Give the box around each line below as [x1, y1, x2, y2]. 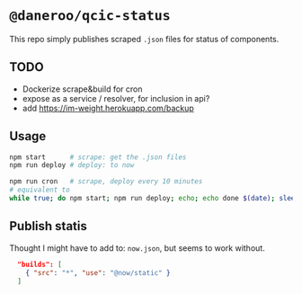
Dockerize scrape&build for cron [22, 84, 143, 94]
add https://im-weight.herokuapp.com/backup [22, 102, 195, 113]
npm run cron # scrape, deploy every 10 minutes [9, 177, 203, 186]
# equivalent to [9, 185, 70, 195]
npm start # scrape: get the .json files [9, 152, 187, 162]
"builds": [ [17, 260, 63, 269]
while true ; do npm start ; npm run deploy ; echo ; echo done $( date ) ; [9, 194, 276, 203]
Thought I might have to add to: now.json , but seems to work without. [9, 242, 265, 254]
